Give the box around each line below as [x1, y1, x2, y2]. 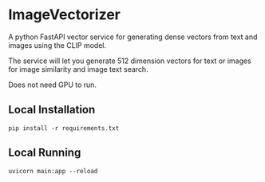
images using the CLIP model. [8, 40, 106, 49]
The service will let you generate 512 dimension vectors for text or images [8, 56, 251, 65]
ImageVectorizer [8, 6, 121, 24]
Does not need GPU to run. [8, 80, 97, 89]
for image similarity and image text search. [8, 64, 149, 73]
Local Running [8, 146, 81, 160]
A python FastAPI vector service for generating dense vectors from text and [8, 32, 258, 42]
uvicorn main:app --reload [8, 167, 98, 175]
